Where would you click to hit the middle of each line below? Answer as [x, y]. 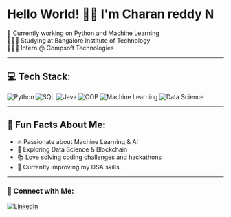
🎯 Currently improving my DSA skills [68, 167]
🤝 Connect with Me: [41, 191]
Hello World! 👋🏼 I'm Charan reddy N [111, 14]
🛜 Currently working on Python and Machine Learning [83, 33]
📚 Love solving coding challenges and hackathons [89, 157]
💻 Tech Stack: [39, 77]
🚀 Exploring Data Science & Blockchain [72, 149]
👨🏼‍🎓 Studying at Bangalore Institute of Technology [79, 40]
